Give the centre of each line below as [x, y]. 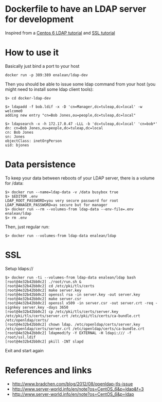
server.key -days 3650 [45, 307]
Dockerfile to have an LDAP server [76, 9]
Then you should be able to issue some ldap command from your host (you [80, 84]
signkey [13, 307]
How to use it [32, 53]
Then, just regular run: [27, 227]
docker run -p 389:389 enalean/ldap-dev [47, 75]
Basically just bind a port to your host [42, 66]
